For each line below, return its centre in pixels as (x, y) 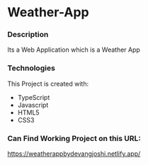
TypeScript (34, 97)
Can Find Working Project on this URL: (74, 138)
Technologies (31, 68)
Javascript (33, 105)
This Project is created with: (48, 84)
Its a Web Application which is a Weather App (74, 50)
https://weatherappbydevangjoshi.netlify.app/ (74, 154)
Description (28, 35)
